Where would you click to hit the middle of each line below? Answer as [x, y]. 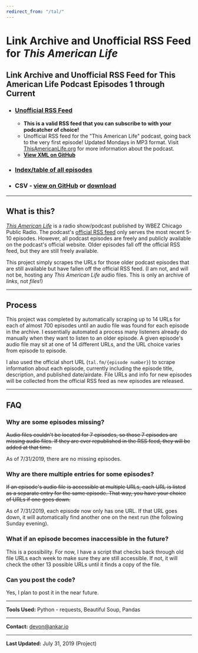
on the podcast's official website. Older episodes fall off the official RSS [93, 244]
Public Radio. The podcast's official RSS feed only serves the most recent [95, 232]
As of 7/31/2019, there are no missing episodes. [64, 459]
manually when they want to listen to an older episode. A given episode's [95, 338]
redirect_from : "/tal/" [35, 12]
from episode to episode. [37, 351]
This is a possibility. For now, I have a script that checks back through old [95, 552]
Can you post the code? [41, 580]
